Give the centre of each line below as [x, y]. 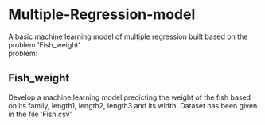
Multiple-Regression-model [102, 15]
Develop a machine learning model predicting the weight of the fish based [130, 97]
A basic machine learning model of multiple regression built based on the [128, 36]
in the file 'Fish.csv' [40, 114]
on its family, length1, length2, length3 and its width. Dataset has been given [133, 105]
